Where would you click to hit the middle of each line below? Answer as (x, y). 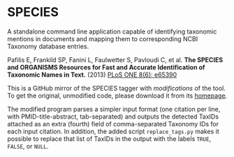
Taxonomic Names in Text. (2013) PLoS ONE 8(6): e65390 (92, 75)
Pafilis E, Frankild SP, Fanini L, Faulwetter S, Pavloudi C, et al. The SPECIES (115, 59)
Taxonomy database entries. (48, 46)
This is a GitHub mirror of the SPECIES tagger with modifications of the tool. (116, 88)
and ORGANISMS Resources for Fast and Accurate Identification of (106, 67)
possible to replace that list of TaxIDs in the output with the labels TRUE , (109, 139)
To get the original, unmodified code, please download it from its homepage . (117, 96)
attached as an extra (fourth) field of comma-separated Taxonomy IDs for (113, 124)
